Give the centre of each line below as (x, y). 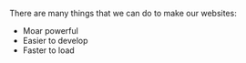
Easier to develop (55, 41)
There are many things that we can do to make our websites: (123, 13)
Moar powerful (51, 31)
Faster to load (48, 50)
